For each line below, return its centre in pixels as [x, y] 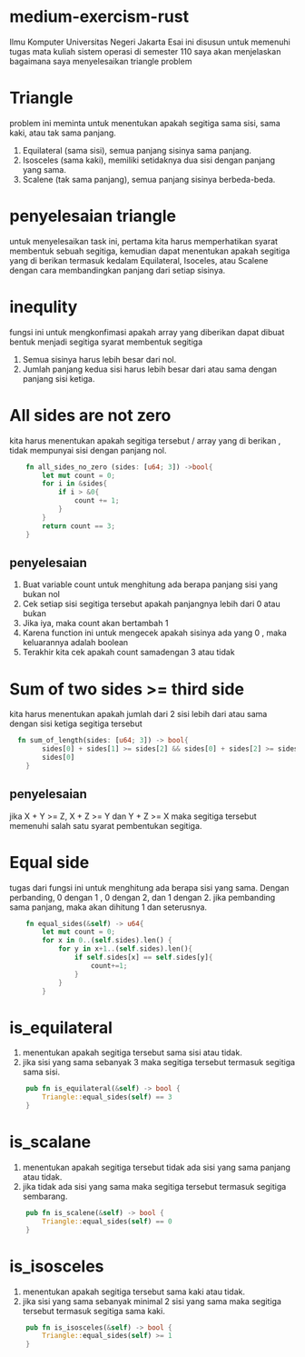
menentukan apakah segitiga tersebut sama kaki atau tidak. [133, 1292]
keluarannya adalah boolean [75, 643]
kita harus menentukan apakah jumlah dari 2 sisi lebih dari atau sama [138, 714]
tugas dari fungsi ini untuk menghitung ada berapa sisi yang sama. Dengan [149, 887]
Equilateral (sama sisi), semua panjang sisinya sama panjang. [137, 150]
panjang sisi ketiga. [59, 378]
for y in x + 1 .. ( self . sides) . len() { [125, 949]
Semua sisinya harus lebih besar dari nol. [99, 359]
